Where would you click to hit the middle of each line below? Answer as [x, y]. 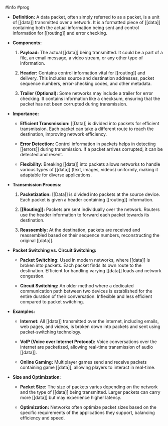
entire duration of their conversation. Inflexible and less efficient [86, 296]
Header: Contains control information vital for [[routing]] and [82, 73]
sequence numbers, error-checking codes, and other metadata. [86, 83]
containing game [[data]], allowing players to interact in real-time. [88, 367]
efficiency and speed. [42, 418]
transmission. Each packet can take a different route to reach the [87, 129]
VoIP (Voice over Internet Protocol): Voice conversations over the [88, 342]
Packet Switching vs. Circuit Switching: [54, 250]
